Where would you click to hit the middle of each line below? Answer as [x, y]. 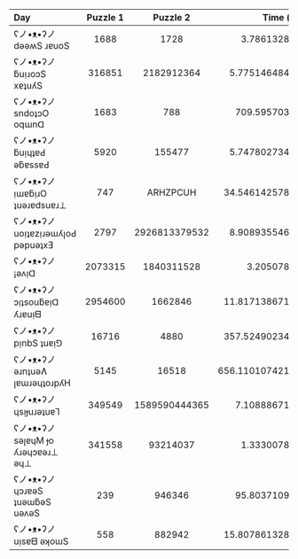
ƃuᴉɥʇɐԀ [30, 152]
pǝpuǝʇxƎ [34, 245]
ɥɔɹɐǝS [28, 491]
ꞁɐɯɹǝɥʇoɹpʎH [42, 383]
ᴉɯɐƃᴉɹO [30, 194]
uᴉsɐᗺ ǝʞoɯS [41, 541]
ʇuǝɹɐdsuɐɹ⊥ [40, 205]
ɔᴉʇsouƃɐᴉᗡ [36, 302]
